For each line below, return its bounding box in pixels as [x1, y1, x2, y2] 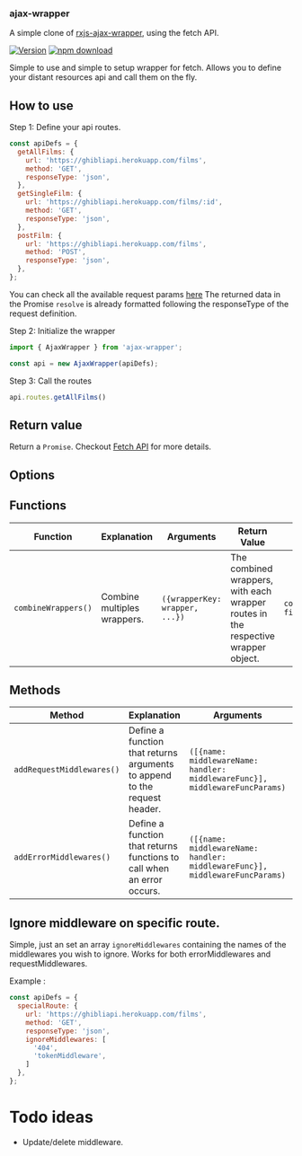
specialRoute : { [17, 1002, 78, 1010]
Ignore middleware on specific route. [9, 915, 220, 931]
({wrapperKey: [161, 594, 222, 604]
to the [129, 781, 154, 793]
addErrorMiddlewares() [13, 852, 111, 862]
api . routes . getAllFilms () [9, 393, 106, 402]
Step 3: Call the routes [9, 375, 93, 386]
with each [230, 585, 272, 597]
